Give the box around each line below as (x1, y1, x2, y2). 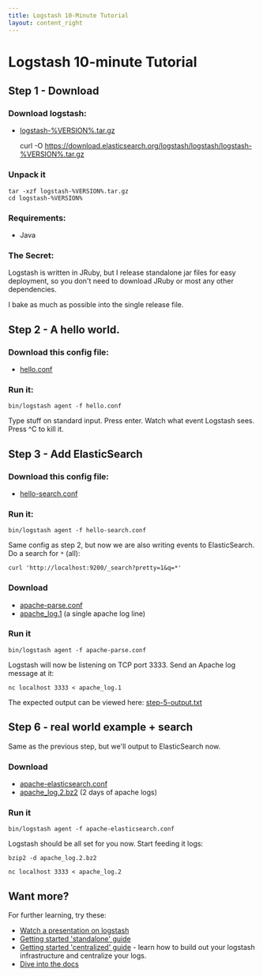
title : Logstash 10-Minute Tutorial (8, 11, 129, 20)
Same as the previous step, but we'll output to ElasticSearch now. (8, 741, 221, 751)
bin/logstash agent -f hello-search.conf (8, 527, 147, 535)
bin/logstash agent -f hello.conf (8, 402, 122, 411)
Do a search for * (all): (8, 549, 81, 558)
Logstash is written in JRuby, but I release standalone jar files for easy (8, 268, 236, 277)
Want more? (8, 889, 70, 903)
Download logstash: (8, 108, 87, 118)
